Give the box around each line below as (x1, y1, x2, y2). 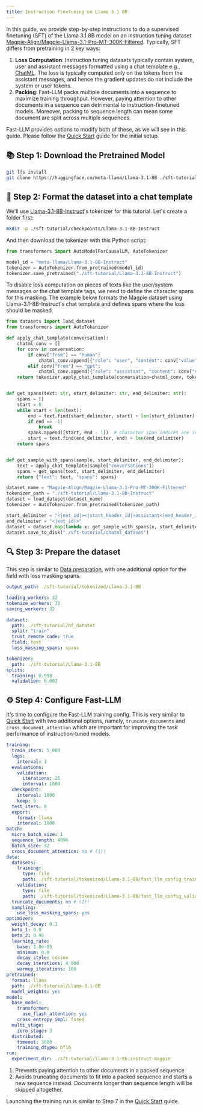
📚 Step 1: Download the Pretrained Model (6, 150, 165, 160)
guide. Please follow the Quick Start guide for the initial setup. (6, 132, 159, 139)
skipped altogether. (14, 1086, 63, 1093)
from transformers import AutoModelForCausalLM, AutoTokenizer (6, 248, 168, 254)
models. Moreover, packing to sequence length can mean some (14, 107, 173, 115)
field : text (11, 639, 42, 645)
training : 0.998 (11, 673, 52, 679)
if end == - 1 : (28, 419, 63, 425)
